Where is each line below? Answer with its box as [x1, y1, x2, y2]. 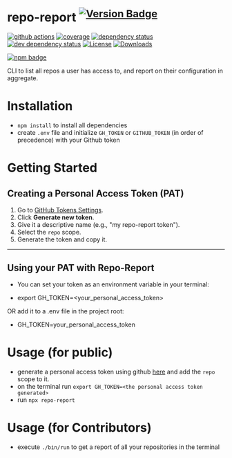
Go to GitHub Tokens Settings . [17, 206, 104, 214]
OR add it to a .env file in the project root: [7, 307, 124, 315]
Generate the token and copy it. [17, 235, 108, 244]
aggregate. [7, 74, 39, 82]
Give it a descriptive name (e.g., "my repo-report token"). [17, 221, 180, 229]
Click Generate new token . [17, 213, 95, 221]
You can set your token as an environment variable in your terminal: [17, 280, 209, 288]
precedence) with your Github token [17, 136, 121, 145]
